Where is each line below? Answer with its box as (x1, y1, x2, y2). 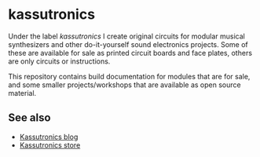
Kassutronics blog (19, 132, 79, 141)
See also (8, 111, 51, 125)
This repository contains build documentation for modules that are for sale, (8, 71, 251, 81)
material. (8, 88, 37, 97)
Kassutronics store (19, 140, 81, 150)
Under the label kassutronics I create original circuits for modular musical (8, 31, 245, 41)
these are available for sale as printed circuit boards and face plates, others (8, 48, 253, 57)
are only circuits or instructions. (8, 57, 111, 66)
